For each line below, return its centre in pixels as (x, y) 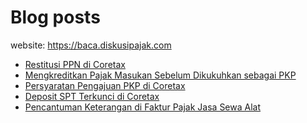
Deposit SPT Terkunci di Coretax (92, 96)
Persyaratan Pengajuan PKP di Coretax (105, 85)
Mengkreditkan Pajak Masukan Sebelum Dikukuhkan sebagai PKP (160, 75)
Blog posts (55, 17)
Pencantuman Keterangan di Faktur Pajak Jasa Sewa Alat (143, 107)
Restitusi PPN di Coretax (75, 64)
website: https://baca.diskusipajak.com (91, 45)
